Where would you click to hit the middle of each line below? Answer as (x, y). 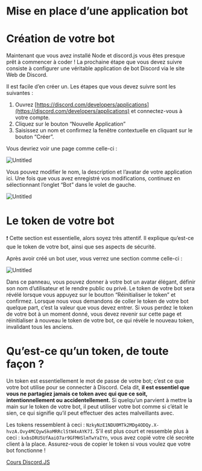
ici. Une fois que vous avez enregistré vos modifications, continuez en (93, 178)
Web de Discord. (27, 75)
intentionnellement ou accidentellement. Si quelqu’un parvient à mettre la (99, 400)
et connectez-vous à (156, 111)
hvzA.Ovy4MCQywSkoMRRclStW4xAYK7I (50, 432)
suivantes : (20, 93)
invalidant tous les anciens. (40, 327)
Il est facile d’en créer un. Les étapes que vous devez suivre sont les (91, 86)
